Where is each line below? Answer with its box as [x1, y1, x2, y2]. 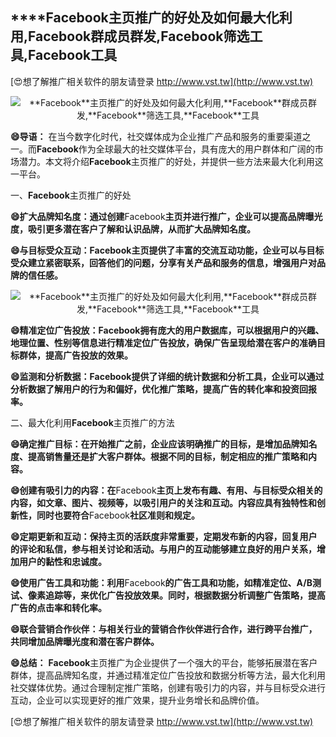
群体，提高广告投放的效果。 [18, 349, 133, 361]
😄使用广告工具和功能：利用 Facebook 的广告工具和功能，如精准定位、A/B [10, 576, 313, 588]
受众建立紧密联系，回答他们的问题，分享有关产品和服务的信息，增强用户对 [10, 256, 317, 268]
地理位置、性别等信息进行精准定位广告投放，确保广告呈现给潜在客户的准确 [10, 336, 317, 348]
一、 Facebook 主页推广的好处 [10, 189, 132, 201]
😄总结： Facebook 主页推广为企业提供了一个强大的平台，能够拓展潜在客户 [10, 656, 318, 668]
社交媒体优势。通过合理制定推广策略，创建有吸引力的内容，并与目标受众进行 [10, 681, 326, 693]
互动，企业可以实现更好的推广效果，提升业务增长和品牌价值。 [10, 694, 265, 706]
